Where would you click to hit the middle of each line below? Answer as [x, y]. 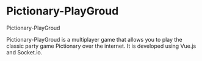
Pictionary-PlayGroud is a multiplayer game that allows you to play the [94, 39]
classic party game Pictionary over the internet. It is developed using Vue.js [101, 46]
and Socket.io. [24, 52]
